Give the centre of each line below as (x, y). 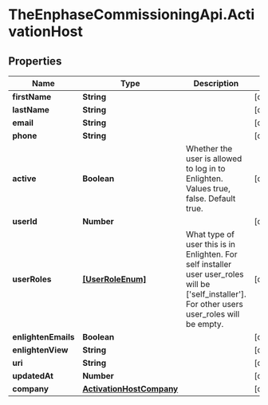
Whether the (209, 149)
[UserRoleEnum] (114, 279)
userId (25, 221)
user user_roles (215, 274)
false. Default (211, 199)
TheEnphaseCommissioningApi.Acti (132, 15)
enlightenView (40, 350)
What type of (211, 234)
